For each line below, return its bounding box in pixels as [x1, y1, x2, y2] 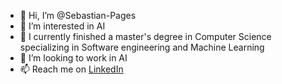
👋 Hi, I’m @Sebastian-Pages [19, 10, 137, 21]
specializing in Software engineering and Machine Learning [19, 41, 265, 53]
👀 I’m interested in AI [19, 20, 106, 32]
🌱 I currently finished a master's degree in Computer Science [19, 31, 272, 42]
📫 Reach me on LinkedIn [19, 63, 124, 75]
